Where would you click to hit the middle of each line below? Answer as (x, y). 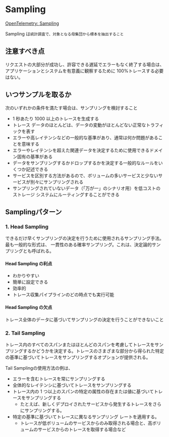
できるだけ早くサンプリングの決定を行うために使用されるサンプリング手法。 (84, 239)
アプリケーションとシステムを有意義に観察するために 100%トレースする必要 (84, 71)
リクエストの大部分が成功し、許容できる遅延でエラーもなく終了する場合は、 (85, 64)
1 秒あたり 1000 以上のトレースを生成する (56, 118)
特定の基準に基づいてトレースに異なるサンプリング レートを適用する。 (86, 417)
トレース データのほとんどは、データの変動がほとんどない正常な (79, 125)
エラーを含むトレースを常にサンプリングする (59, 379)
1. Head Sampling (27, 226)
